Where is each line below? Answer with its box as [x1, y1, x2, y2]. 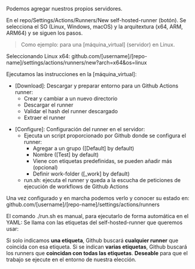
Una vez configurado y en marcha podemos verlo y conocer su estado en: [6, 195, 190, 201]
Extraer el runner [23, 114, 66, 121]
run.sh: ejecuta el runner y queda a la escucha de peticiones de [23, 177, 181, 183]
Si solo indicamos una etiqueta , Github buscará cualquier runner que [6, 237, 178, 244]
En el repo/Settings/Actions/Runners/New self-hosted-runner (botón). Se [6, 17, 187, 23]
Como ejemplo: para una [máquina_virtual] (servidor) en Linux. [20, 41, 175, 48]
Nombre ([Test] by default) [32, 151, 99, 158]
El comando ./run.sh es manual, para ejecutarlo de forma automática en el [6, 213, 189, 219]
